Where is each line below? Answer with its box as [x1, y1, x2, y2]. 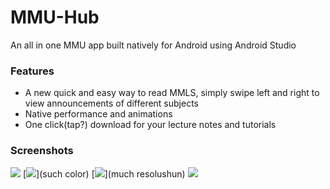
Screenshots [10, 144, 74, 158]
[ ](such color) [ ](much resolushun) [22, 167, 186, 180]
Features [10, 64, 55, 78]
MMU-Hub [10, 6, 100, 29]
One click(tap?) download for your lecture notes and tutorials [24, 119, 277, 131]
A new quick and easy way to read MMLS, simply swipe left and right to [24, 87, 320, 99]
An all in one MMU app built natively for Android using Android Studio [10, 39, 297, 51]
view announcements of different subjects [24, 97, 199, 110]
